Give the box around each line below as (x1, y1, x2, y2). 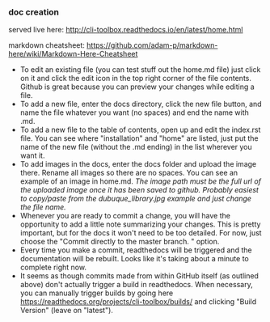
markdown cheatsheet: (8, 40, 85, 50)
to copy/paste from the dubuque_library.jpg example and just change (19, 193, 252, 204)
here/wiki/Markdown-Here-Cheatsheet (8, 49, 138, 59)
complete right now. (19, 262, 87, 273)
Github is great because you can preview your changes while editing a (19, 82, 255, 91)
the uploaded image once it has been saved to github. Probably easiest (19, 185, 259, 195)
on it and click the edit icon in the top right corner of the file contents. (19, 74, 252, 83)
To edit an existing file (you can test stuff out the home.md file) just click (19, 65, 261, 74)
